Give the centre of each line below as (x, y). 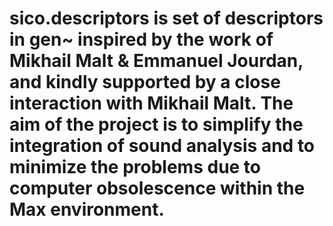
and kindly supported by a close (145, 82)
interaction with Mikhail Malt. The (151, 103)
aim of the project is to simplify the (156, 124)
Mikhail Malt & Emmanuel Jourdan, (156, 61)
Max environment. (87, 209)
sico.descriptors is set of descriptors (166, 18)
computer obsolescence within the (157, 188)
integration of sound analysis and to (162, 146)
